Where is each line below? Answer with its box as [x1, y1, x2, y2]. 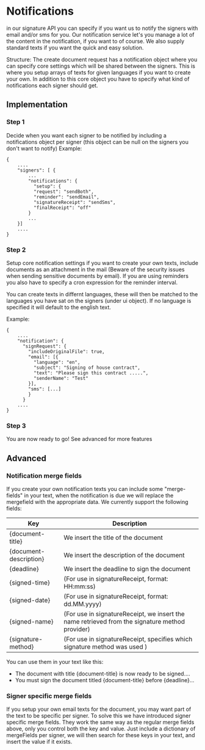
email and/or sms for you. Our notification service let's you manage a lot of [6, 31, 195, 38]
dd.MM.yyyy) [63, 600, 102, 608]
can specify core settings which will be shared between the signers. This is [6, 62, 195, 70]
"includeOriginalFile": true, [28, 348, 105, 355]
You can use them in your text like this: [6, 658, 104, 665]
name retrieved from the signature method [63, 617, 185, 625]
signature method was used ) [63, 643, 148, 651]
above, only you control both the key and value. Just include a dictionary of [6, 725, 196, 732]
